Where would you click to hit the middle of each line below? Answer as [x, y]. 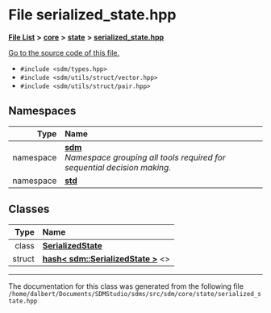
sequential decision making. [118, 167]
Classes [29, 209]
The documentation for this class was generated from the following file [126, 286]
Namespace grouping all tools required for [145, 157]
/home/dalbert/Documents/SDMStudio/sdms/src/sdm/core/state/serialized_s [135, 294]
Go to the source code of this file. [64, 52]
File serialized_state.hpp [92, 15]
